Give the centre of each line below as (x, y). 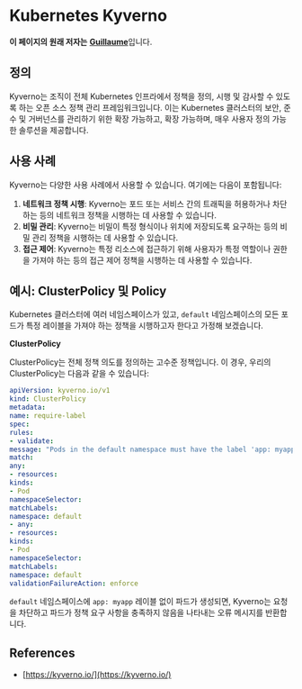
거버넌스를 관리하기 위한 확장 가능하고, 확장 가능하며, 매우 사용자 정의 (149, 119)
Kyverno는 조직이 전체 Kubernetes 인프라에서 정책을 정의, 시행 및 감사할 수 (142, 96)
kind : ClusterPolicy (48, 399)
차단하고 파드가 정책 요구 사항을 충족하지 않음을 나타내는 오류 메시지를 (141, 612)
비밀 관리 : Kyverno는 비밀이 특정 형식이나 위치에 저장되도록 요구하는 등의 (150, 226)
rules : (22, 432)
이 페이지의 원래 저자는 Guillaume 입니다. (81, 41)
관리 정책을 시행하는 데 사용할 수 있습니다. (105, 237)
